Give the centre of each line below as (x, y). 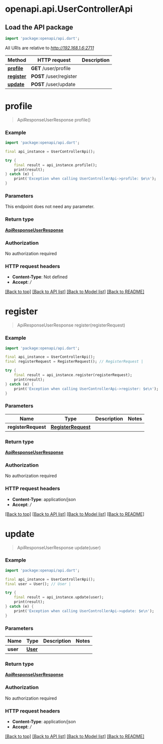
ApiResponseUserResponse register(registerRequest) (71, 325)
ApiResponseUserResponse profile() (54, 119)
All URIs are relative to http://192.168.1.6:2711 (50, 48)
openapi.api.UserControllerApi (69, 9)
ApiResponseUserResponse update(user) (59, 547)
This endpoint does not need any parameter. (50, 207)
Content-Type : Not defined (40, 277)
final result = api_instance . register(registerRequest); (73, 375)
